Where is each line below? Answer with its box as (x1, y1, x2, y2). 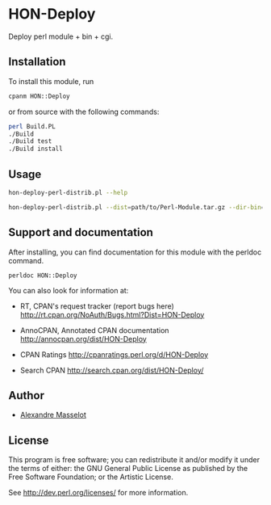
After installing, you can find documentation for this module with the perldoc (8, 247, 262, 257)
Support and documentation (8, 225, 153, 239)
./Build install (8, 145, 63, 154)
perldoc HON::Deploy (8, 271, 78, 280)
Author (8, 389, 44, 402)
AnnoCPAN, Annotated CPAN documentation (19, 325, 169, 335)
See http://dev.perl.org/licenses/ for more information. (8, 488, 189, 498)
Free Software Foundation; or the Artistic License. (8, 472, 173, 482)
